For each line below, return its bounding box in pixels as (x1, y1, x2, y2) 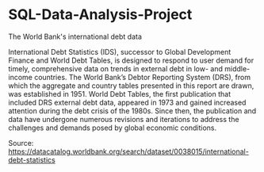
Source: (8, 138, 34, 147)
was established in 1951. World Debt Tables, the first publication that (8, 89, 231, 98)
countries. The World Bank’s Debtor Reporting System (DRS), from (34, 72, 251, 82)
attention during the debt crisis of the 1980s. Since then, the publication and (8, 105, 257, 116)
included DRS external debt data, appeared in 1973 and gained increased (8, 97, 247, 107)
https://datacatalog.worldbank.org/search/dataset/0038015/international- (8, 147, 250, 156)
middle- (224, 63, 251, 73)
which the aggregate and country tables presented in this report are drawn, (8, 81, 254, 90)
